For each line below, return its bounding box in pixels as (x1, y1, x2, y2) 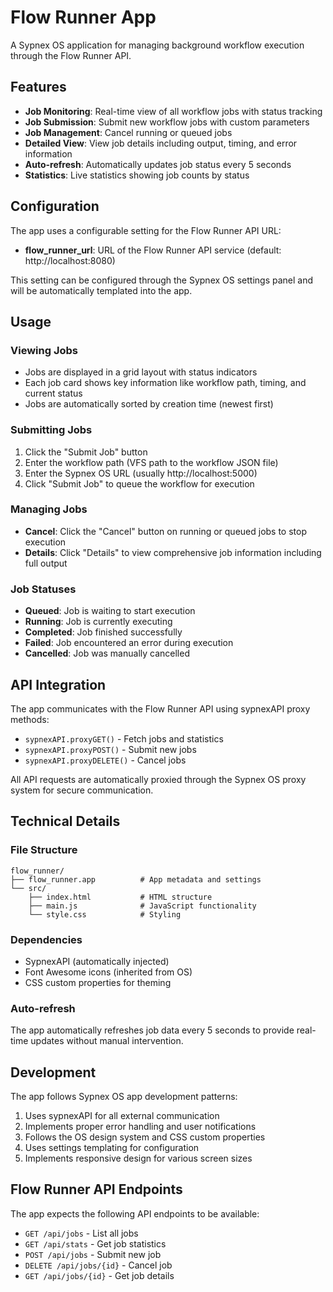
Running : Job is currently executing (24, 616, 173, 628)
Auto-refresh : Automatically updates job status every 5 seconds (24, 158, 292, 170)
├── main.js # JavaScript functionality (28, 901, 257, 911)
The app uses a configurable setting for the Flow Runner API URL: (10, 224, 282, 236)
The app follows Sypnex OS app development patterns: (10, 1091, 238, 1103)
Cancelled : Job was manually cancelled (24, 647, 190, 660)
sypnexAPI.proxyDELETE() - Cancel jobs (24, 754, 187, 766)
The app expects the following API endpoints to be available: (10, 1207, 260, 1220)
